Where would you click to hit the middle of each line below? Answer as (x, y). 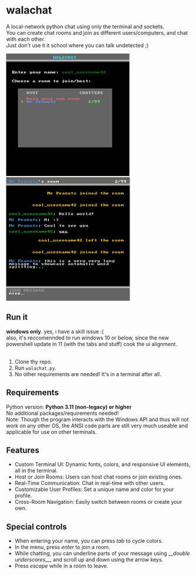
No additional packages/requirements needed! (62, 413)
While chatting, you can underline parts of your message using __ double (102, 553)
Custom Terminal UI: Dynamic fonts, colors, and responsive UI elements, (102, 464)
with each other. (26, 39)
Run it (17, 318)
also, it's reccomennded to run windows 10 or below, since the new (87, 338)
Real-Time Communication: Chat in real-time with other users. (89, 483)
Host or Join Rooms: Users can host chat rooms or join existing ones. (99, 477)
